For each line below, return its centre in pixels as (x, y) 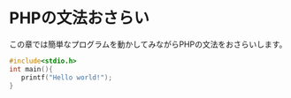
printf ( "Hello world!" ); (67, 77)
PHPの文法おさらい (80, 18)
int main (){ (31, 69)
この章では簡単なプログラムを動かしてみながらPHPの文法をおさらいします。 (148, 44)
